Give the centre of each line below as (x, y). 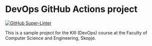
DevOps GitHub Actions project (72, 9)
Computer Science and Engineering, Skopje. (51, 38)
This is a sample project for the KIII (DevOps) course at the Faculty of (76, 32)
